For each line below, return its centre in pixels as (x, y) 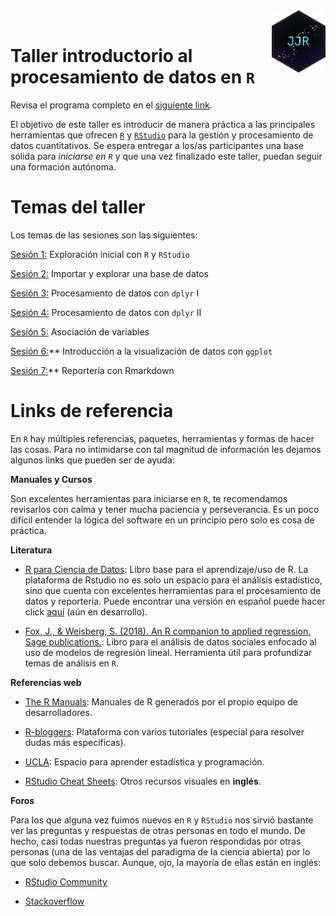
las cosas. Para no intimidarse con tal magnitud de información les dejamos (166, 449)
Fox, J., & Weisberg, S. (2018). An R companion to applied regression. (168, 631)
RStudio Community (66, 881)
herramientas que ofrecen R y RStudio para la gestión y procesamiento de (162, 135)
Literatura (31, 550)
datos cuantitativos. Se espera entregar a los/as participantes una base (157, 145)
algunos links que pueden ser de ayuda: (92, 460)
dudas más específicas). (75, 742)
